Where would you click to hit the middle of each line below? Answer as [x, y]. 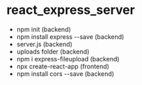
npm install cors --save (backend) [65, 74]
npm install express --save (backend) [70, 36]
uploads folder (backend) [53, 52]
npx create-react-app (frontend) [63, 66]
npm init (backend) [44, 29]
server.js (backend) [44, 44]
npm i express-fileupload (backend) [68, 59]
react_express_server [71, 10]
